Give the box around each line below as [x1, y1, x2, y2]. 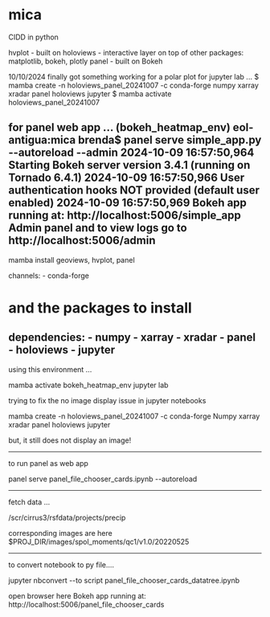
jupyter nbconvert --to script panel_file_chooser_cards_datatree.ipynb [8, 575, 240, 585]
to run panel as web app [8, 458, 88, 468]
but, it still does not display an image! [8, 435, 132, 445]
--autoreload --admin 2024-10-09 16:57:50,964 [8, 146, 255, 160]
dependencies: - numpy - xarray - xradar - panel [8, 331, 256, 345]
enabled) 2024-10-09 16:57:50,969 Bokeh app [8, 196, 247, 210]
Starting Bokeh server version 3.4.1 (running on [8, 158, 251, 172]
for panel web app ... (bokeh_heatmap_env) [8, 121, 231, 134]
